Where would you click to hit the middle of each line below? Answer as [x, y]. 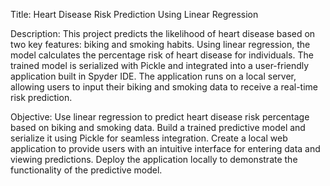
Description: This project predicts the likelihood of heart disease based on [163, 33]
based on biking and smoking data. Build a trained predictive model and [158, 127]
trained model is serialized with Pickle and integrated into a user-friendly [160, 65]
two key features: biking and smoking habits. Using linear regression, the [160, 44]
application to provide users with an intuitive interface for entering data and [165, 148]
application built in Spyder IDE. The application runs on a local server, [153, 76]
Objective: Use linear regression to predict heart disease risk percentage [160, 117]
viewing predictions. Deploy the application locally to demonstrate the [154, 159]
